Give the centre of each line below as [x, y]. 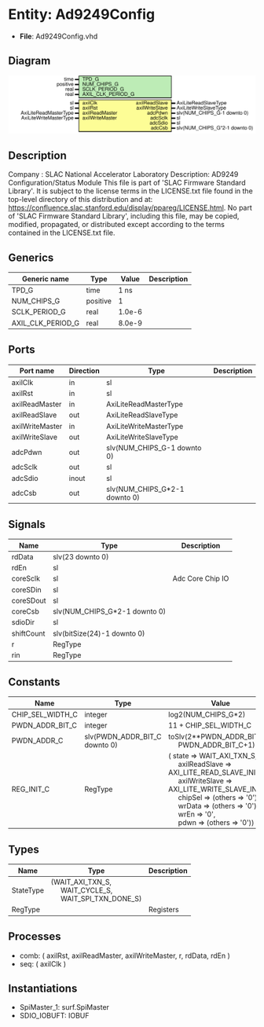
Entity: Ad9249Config [82, 15]
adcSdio [25, 478]
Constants [34, 682]
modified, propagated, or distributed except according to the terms [117, 225]
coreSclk [26, 578]
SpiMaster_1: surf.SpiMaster [64, 1007]
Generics [31, 257]
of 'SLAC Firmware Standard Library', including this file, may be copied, [124, 216]
